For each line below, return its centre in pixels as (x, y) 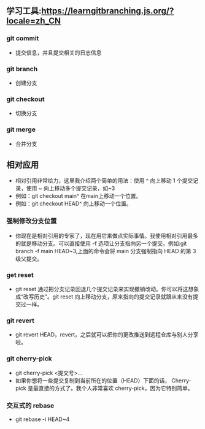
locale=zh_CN (34, 21)
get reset (20, 275)
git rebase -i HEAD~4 (42, 419)
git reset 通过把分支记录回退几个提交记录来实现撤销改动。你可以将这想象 (107, 289)
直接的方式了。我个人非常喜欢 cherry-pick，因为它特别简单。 (116, 388)
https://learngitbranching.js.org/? (108, 11)
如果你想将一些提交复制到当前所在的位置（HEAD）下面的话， (93, 380)
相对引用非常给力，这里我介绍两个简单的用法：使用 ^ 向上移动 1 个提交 (104, 181)
